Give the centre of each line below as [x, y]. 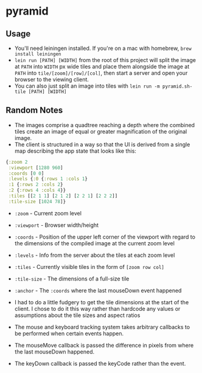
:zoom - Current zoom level [48, 213]
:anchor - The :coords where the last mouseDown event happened [98, 290]
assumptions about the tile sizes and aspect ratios [77, 315]
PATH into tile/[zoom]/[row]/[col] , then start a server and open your [101, 73]
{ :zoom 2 [17, 162]
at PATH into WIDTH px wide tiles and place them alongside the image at [102, 66]
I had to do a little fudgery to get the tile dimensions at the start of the [102, 302]
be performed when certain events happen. [69, 333]
